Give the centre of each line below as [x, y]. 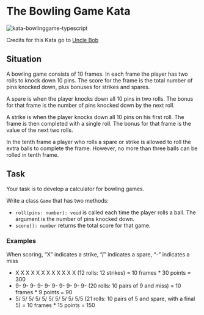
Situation [24, 59]
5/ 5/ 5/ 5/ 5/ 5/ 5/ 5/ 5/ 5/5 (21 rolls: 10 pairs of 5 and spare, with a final [105, 299]
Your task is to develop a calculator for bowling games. [75, 189]
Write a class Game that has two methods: [57, 200]
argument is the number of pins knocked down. [75, 219]
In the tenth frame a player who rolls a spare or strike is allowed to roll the [99, 142]
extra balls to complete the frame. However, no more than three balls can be [102, 148]
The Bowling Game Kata [68, 11]
